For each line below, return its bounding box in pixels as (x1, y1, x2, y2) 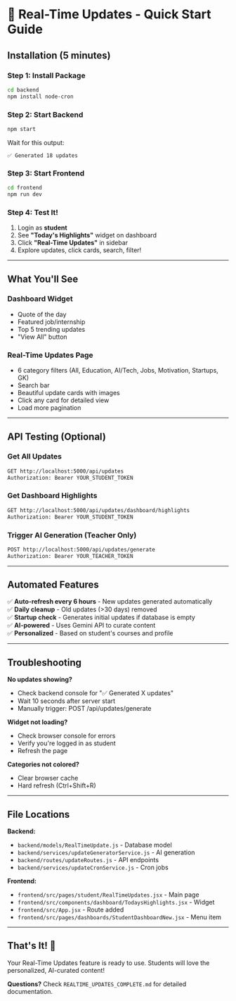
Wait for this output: (7, 138, 65, 147)
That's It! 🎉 (7, 940, 56, 952)
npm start (7, 125, 37, 132)
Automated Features (7, 579, 100, 591)
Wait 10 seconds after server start (17, 697, 116, 705)
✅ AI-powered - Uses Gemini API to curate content (7, 621, 156, 630)
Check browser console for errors (17, 732, 116, 740)
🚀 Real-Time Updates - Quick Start (7, 6, 211, 23)
